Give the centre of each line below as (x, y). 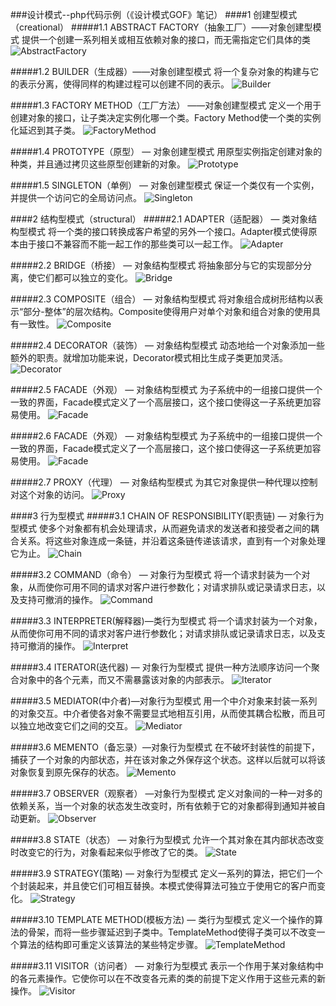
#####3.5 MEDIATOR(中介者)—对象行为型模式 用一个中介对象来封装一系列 (164, 701)
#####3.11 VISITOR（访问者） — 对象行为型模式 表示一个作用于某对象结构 (163, 966)
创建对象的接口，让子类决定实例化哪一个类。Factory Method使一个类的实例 (166, 117)
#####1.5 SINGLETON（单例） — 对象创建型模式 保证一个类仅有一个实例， (165, 185)
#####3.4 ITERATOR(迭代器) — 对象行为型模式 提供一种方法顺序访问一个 (161, 667)
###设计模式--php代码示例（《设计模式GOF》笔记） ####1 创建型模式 (154, 14)
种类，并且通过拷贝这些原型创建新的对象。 (98, 164)
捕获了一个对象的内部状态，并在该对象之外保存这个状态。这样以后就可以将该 (168, 759)
